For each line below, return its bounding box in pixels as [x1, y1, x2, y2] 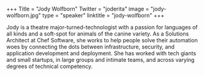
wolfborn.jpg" [6, 12, 42, 19]
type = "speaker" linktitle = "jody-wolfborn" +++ [42, 12, 165, 19]
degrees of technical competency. [6, 63, 93, 70]
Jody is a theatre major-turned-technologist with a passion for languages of [6, 24, 198, 31]
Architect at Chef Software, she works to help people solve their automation [6, 37, 198, 44]
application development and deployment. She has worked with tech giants [6, 50, 197, 57]
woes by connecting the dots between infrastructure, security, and [6, 43, 175, 50]
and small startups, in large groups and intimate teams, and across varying [6, 56, 195, 63]
